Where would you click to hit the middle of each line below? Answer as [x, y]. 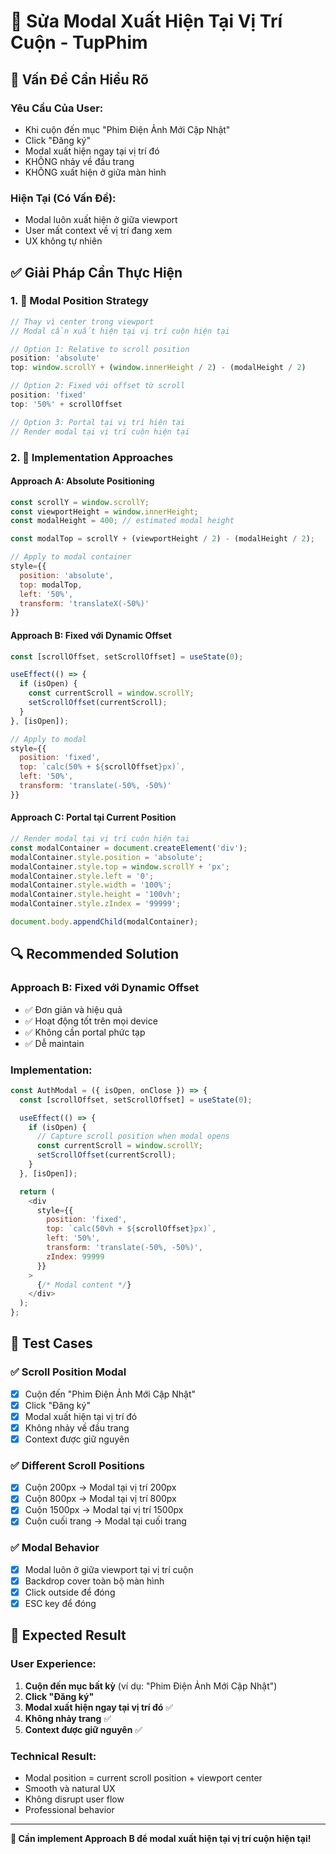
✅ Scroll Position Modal [68, 1372]
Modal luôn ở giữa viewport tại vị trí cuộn [109, 1569]
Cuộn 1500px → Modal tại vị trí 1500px [104, 1510]
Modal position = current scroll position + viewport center [143, 1778]
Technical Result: [53, 1756]
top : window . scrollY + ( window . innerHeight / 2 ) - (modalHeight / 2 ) [158, 368]
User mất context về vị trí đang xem [98, 231]
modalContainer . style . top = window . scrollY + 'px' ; [120, 866]
